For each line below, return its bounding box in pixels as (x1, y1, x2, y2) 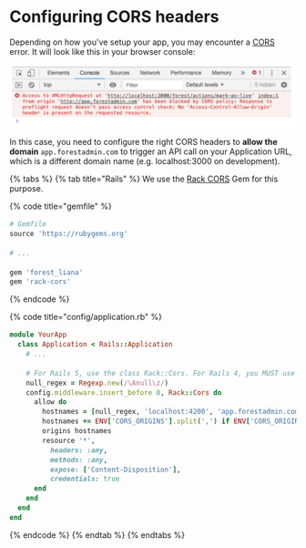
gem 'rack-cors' (9, 277, 71, 286)
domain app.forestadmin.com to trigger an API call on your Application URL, (9, 146, 293, 157)
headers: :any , (49, 445, 107, 455)
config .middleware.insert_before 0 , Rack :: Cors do (25, 388, 222, 398)
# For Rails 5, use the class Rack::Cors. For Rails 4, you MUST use (25, 368, 296, 377)
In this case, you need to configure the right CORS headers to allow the (9, 137, 278, 148)
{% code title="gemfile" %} (9, 201, 112, 212)
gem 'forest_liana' (9, 267, 84, 277)
